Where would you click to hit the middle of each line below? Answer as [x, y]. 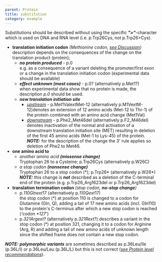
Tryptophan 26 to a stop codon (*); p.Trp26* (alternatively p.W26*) [88, 172]
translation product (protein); [41, 58]
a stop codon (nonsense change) [53, 167]
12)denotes [38, 110]
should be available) [40, 78]
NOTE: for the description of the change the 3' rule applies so [89, 141]
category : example [24, 19]
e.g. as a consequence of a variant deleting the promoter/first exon [87, 68]
